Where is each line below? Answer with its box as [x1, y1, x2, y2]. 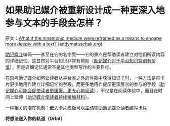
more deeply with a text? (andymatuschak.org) [5, 41, 103, 47]
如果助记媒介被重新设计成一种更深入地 [5, 5, 165, 16]
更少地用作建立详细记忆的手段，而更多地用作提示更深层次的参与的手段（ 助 [9, 81, 165, 87]
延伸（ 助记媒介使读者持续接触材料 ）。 [14, 93, 92, 100]
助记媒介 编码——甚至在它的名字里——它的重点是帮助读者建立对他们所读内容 [5, 51, 165, 57]
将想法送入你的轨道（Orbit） [5, 115, 65, 121]
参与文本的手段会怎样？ [5, 17, 103, 29]
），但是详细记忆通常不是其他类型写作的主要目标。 [10, 64, 114, 70]
